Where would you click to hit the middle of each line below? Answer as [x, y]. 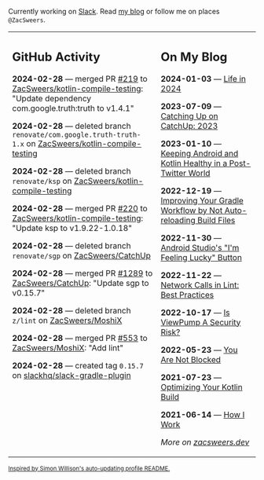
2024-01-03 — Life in [203, 79]
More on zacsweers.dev [205, 442]
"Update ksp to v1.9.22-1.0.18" [72, 228]
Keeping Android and [200, 153]
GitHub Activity [56, 57]
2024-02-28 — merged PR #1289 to [82, 273]
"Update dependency [52, 98]
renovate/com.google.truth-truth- [77, 134]
